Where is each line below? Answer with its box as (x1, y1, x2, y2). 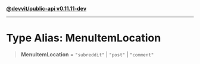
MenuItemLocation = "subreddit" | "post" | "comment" (20, 50, 154, 58)
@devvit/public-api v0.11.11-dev (6, 5, 87, 12)
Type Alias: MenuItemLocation (6, 31, 161, 45)
